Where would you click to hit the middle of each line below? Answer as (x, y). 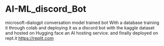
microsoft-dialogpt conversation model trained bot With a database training (82, 23)
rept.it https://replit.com (29, 38)
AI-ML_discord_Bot (46, 9)
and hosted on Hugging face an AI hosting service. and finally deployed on (82, 33)
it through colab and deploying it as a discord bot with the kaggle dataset (80, 27)
